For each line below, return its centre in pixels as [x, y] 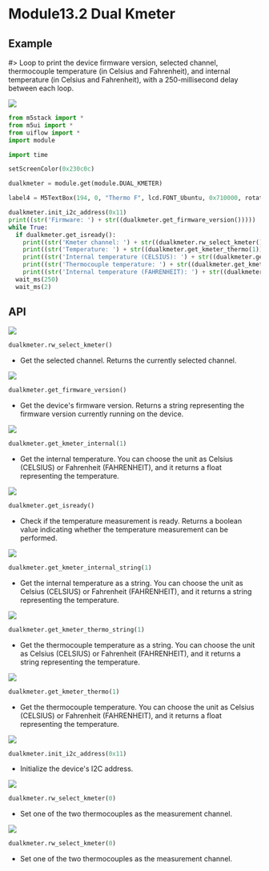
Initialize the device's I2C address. [76, 769]
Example [30, 44]
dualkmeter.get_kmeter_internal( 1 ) [68, 444]
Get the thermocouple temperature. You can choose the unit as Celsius [137, 707]
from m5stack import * [46, 118]
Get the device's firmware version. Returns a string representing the [132, 406]
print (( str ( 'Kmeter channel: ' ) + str [87, 242]
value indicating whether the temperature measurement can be [124, 529]
